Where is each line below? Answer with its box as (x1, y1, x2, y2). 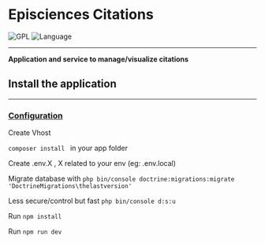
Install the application (8, 77, 117, 91)
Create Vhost (8, 128, 51, 137)
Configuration (8, 110, 63, 121)
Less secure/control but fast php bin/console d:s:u (8, 196, 176, 206)
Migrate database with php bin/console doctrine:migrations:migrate (8, 174, 235, 183)
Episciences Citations (8, 6, 154, 24)
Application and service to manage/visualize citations (8, 54, 189, 64)
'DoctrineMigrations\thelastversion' (8, 182, 132, 190)
